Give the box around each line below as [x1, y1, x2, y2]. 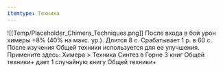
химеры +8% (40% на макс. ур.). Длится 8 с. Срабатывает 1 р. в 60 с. [7, 35, 213, 44]
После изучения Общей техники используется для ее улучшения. [7, 43, 200, 51]
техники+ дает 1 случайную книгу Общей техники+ [7, 57, 157, 65]
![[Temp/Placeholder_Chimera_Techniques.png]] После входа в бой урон [7, 29, 216, 37]
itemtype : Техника [7, 10, 60, 17]
